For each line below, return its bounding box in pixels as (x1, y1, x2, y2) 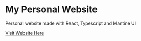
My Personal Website (5, 4, 98, 15)
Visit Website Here (5, 30, 44, 36)
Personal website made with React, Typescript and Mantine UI (5, 20, 136, 26)
